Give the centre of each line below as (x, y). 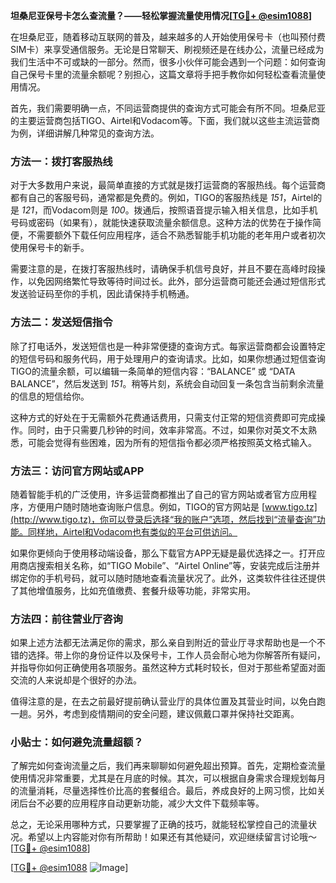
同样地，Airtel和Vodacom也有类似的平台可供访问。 (132, 531)
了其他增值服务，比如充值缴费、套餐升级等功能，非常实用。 (133, 590)
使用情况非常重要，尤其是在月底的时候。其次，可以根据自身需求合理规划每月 (168, 778)
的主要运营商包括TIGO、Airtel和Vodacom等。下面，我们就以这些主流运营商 (165, 120)
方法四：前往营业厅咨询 (66, 619)
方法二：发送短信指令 (61, 322)
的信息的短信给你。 (50, 396)
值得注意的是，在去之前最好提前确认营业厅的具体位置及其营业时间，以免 (159, 701)
